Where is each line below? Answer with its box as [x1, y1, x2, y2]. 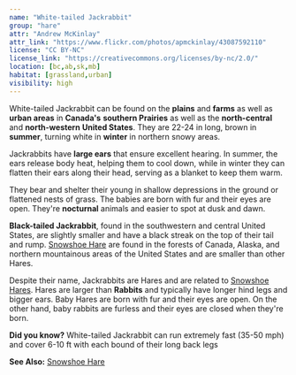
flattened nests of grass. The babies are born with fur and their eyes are [9, 194, 271, 204]
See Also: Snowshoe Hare [9, 356, 105, 367]
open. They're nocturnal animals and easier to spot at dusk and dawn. [9, 203, 266, 213]
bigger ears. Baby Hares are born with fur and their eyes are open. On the [9, 294, 277, 304]
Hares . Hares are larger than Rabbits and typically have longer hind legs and [9, 284, 288, 295]
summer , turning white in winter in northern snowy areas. [9, 131, 221, 142]
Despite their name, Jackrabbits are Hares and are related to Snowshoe [9, 275, 269, 286]
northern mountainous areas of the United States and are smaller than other [9, 249, 285, 259]
